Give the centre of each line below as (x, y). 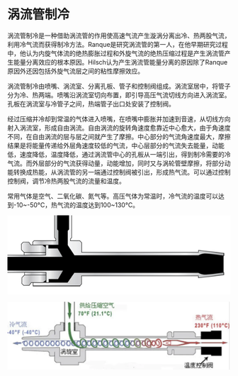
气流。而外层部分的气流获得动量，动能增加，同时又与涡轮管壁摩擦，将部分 (116, 163)
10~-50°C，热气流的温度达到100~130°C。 (78, 205)
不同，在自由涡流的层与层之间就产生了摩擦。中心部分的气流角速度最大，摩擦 (119, 136)
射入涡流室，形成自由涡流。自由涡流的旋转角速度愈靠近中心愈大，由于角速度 (119, 128)
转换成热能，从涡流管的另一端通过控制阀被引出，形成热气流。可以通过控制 (122, 172)
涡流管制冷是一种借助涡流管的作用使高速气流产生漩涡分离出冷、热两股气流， (119, 35)
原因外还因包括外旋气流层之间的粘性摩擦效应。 (75, 71)
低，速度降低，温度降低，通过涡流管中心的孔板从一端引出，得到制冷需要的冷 (119, 154)
